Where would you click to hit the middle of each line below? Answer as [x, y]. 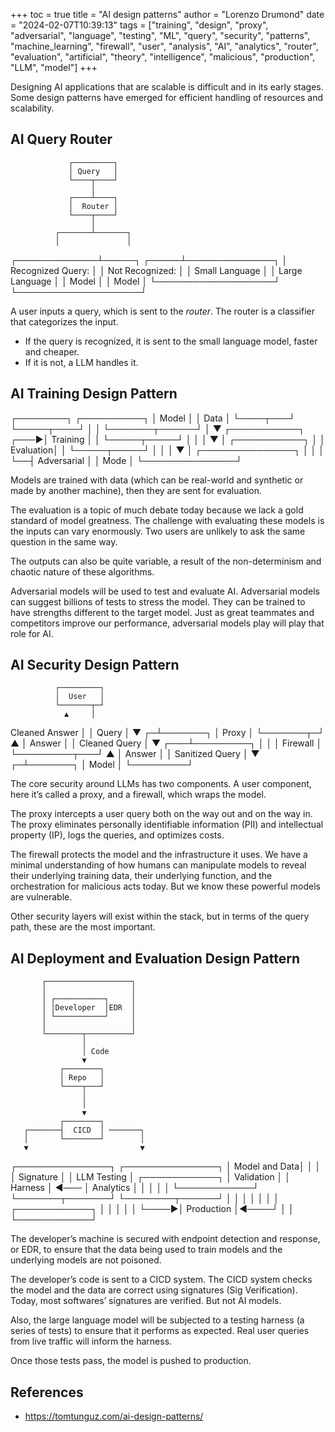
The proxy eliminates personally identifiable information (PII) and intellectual [167, 825]
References [47, 1392]
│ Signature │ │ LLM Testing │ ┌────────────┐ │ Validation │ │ [151, 1177]
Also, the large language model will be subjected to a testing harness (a [157, 1320]
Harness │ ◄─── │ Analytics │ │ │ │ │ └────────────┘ [135, 1188]
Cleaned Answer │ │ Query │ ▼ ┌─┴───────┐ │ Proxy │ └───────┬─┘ [167, 733]
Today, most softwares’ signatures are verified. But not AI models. [146, 1301]
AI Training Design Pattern [94, 394]
